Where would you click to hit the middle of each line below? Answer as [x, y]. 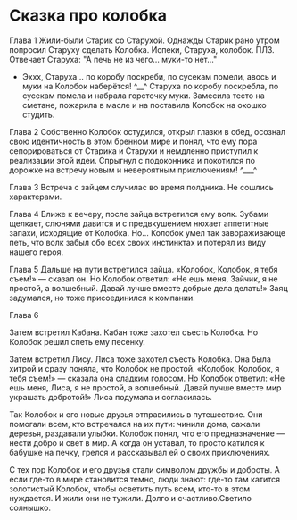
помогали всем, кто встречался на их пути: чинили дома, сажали [135, 424]
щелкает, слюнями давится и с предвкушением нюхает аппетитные [139, 223]
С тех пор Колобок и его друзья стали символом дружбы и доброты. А [145, 469]
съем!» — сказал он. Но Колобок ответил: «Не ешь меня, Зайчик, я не [144, 279]
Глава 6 [24, 315]
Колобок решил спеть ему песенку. [77, 341]
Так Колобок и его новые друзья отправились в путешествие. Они [136, 414]
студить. [38, 114]
